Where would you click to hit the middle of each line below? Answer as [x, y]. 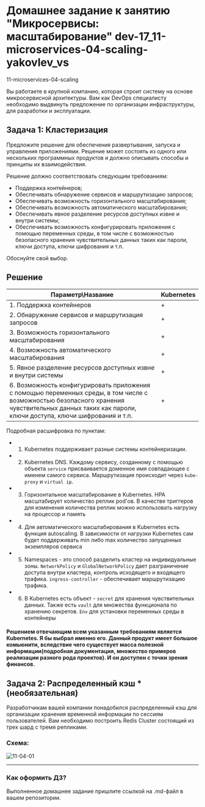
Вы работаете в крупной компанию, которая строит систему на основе [100, 91]
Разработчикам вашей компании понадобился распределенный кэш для [102, 707]
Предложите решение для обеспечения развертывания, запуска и [93, 145]
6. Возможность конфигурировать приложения [80, 385]
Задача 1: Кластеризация [57, 130]
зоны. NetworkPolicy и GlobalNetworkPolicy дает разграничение [106, 566]
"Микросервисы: [53, 24]
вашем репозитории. [34, 797]
